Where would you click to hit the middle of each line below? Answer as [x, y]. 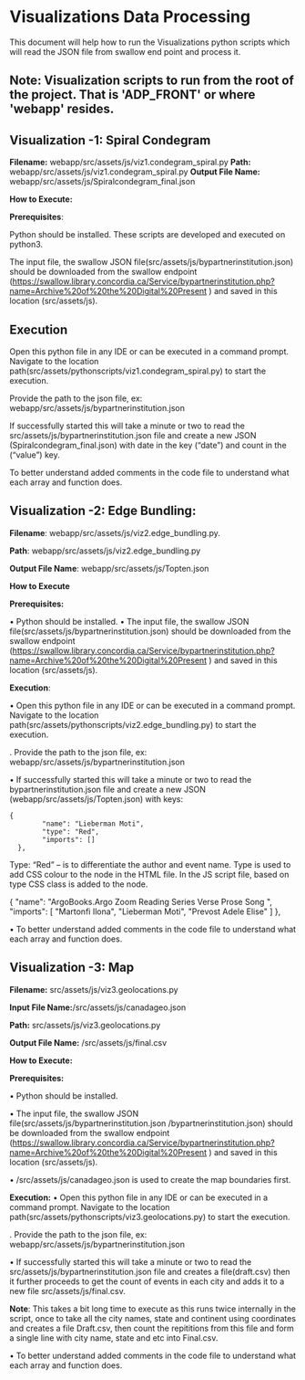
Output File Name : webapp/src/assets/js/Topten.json [109, 568]
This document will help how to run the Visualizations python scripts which [150, 42]
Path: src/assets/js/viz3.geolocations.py [85, 1025]
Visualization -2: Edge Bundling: [103, 511]
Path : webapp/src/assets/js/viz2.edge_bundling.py [105, 551]
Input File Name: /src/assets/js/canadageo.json [98, 1007]
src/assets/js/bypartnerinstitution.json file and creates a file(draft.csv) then [150, 1271]
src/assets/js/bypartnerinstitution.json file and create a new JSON [133, 435]
